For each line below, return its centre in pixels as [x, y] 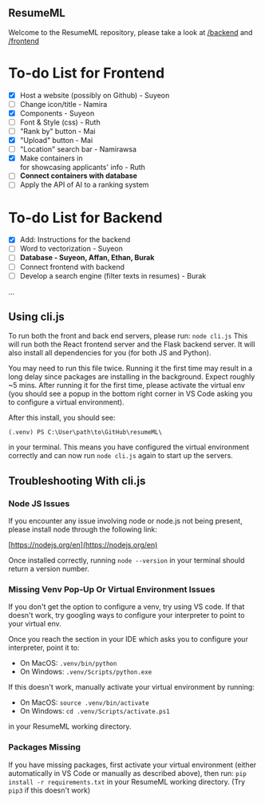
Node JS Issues [39, 504]
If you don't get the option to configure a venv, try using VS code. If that [127, 607]
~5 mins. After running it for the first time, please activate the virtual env [127, 386]
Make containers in [51, 158]
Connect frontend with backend [72, 267]
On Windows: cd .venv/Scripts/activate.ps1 [95, 711]
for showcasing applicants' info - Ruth [83, 168]
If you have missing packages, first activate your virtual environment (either [132, 765]
